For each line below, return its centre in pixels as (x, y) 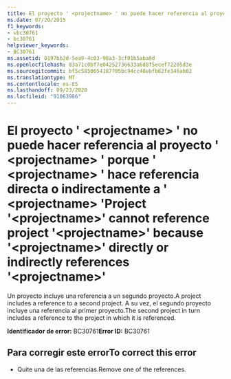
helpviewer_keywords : (38, 45)
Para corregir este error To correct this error (102, 353)
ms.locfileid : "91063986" (44, 97)
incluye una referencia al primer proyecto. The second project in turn (104, 310)
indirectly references (68, 262)
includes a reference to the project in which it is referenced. (92, 318)
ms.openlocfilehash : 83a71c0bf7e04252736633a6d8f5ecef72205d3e (100, 65)
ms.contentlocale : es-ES (43, 84)
